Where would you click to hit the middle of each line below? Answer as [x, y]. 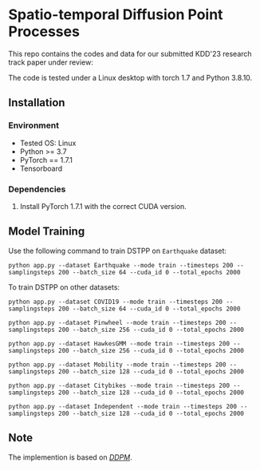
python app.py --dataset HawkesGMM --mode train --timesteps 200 [119, 344]
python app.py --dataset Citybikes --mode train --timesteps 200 [119, 385]
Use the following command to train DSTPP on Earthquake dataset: [118, 251]
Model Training [47, 232]
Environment [34, 125]
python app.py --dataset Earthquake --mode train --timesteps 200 [121, 265]
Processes [44, 32]
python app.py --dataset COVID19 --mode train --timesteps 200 [116, 302]
